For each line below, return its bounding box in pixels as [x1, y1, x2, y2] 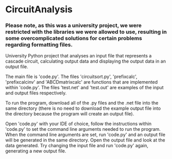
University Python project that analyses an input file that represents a [5, 53, 152, 59]
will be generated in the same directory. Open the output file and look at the [5, 137, 165, 143]
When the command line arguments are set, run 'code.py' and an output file [5, 132, 166, 138]
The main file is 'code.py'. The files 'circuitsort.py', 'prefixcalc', [5, 73, 138, 80]
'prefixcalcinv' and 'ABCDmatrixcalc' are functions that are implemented [5, 79, 158, 85]
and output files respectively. [5, 90, 67, 96]
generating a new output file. [5, 148, 67, 154]
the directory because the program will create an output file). [5, 111, 135, 117]
